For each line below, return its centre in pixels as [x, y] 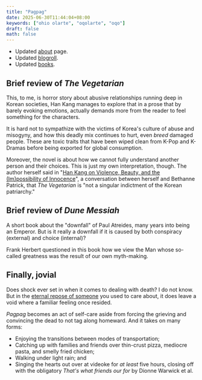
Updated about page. [41, 51]
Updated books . [35, 65]
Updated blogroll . [36, 58]
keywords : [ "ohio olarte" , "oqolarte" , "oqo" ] [66, 23]
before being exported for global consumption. [85, 148]
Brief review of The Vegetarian [65, 83]
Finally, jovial [31, 275]
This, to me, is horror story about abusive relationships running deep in [94, 98]
